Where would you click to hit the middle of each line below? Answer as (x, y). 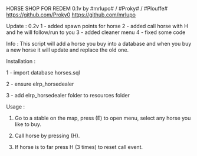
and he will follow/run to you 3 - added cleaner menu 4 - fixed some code (96, 32)
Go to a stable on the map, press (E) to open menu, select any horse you (103, 118)
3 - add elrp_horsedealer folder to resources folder (68, 95)
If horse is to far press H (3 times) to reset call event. (79, 147)
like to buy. (28, 124)
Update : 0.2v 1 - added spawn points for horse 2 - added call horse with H (97, 26)
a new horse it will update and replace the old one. (67, 50)
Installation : (21, 61)
